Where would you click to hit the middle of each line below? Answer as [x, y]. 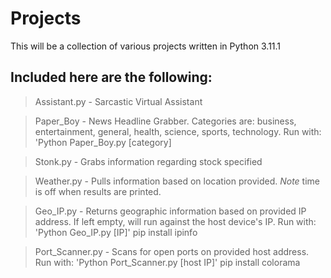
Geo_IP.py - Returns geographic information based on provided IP [170, 211]
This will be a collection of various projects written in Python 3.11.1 [146, 46]
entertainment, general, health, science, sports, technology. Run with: [178, 131]
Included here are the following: [111, 77]
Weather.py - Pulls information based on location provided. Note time [177, 181]
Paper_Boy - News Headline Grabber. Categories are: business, [165, 121]
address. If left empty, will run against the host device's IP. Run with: [175, 221]
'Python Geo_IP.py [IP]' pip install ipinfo [116, 232]
